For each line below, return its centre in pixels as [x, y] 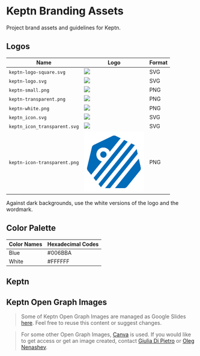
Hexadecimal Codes [73, 245]
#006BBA [59, 253]
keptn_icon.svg [28, 117]
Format [159, 63]
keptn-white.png [29, 108]
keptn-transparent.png [37, 99]
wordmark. [20, 209]
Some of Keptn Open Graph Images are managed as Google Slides [103, 316]
